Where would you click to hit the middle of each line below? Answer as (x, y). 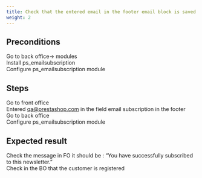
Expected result (37, 141)
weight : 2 (19, 17)
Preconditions (33, 42)
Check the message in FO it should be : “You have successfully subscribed (100, 155)
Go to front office (28, 103)
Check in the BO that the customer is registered (66, 168)
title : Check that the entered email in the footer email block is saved (101, 12)
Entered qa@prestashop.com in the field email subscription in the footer (96, 109)
